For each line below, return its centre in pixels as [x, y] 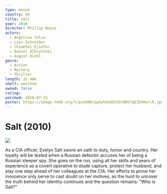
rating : [13, 93]
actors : [13, 33]
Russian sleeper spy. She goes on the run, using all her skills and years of [80, 161]
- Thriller [21, 75]
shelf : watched [21, 84]
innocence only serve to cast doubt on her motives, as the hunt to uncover [82, 177]
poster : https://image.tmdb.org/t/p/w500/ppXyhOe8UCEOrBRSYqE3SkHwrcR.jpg [84, 102]
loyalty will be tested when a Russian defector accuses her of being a [76, 155]
